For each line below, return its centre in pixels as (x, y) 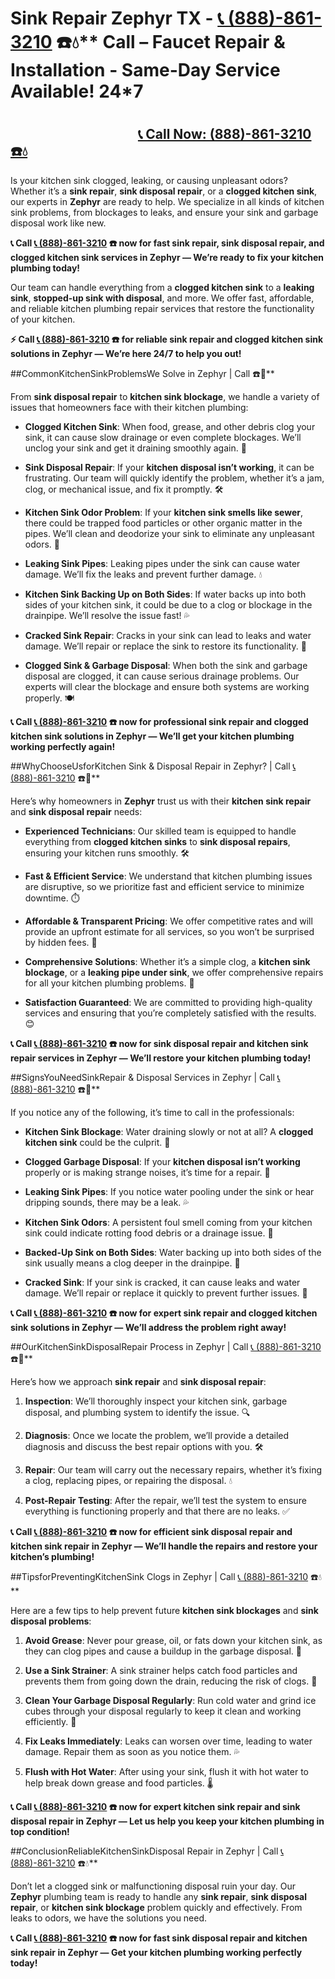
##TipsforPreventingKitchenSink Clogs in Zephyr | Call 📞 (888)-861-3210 (159, 1576)
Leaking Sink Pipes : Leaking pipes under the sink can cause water (162, 563)
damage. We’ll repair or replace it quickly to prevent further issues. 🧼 (166, 1293)
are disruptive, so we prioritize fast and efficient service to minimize (164, 886)
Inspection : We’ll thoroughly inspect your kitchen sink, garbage (156, 1401)
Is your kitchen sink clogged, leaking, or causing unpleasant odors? (149, 180)
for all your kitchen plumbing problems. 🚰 (109, 983)
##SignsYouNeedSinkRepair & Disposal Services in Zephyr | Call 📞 (145, 1077)
